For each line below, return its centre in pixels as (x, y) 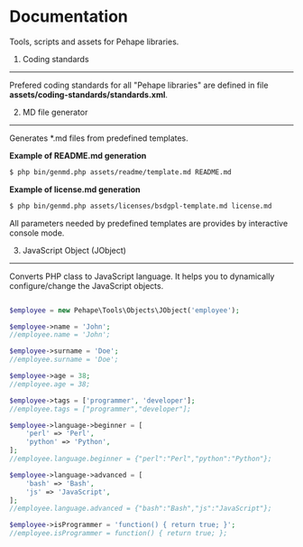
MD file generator (55, 112)
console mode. (37, 233)
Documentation (69, 17)
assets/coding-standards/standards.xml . (89, 94)
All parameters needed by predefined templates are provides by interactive (149, 223)
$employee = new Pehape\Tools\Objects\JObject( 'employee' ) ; (125, 310)
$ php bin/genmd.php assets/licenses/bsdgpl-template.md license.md (141, 206)
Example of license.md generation (75, 189)
